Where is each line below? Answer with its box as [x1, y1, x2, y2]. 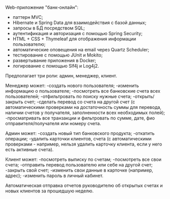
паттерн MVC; [12, 14, 43, 20]
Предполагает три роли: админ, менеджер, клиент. [5, 73, 118, 78]
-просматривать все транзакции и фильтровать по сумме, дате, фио [5, 115, 155, 121]
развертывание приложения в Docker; [12, 58, 97, 63]
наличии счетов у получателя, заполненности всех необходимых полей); [5, 109, 165, 116]
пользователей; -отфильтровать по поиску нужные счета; [5, 94, 132, 99]
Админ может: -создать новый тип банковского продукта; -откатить [5, 130, 155, 136]
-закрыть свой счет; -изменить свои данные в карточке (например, [5, 167, 154, 173]
